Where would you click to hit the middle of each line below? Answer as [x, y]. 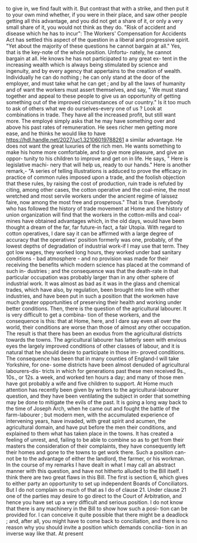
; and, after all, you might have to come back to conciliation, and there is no [97, 521]
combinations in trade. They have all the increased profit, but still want [91, 115]
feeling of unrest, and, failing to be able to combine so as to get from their [95, 440]
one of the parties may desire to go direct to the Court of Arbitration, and [94, 496]
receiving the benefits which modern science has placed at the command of [98, 265]
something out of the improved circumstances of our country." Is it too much [98, 102]
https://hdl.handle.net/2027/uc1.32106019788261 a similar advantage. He [94, 140]
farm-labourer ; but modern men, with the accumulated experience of [90, 415]
